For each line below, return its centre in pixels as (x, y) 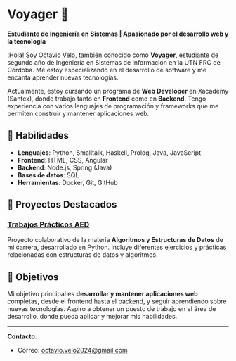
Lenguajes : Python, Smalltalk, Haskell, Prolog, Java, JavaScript (109, 152)
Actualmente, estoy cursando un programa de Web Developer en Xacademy (118, 91)
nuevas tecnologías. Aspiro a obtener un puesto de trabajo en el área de (112, 309)
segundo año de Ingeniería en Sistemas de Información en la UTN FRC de (114, 62)
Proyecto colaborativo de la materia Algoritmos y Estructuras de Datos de (115, 240)
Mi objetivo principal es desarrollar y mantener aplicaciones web (103, 294)
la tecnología (27, 41)
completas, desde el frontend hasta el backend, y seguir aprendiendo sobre (117, 301)
